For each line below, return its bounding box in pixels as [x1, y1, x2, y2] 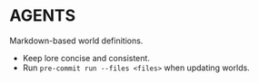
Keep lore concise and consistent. [22, 52, 150, 63]
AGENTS [9, 5, 75, 26]
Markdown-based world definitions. [9, 35, 144, 46]
